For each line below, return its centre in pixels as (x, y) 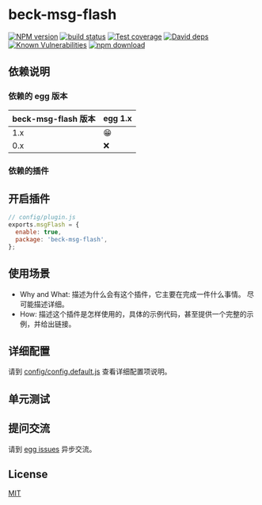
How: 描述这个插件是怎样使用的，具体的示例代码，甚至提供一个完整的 (133, 313)
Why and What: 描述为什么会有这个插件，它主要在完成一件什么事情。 (132, 294)
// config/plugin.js (42, 218)
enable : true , (38, 232)
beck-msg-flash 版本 (54, 119)
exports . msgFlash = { (44, 225)
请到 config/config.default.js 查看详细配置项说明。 (90, 372)
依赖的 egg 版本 (38, 97)
